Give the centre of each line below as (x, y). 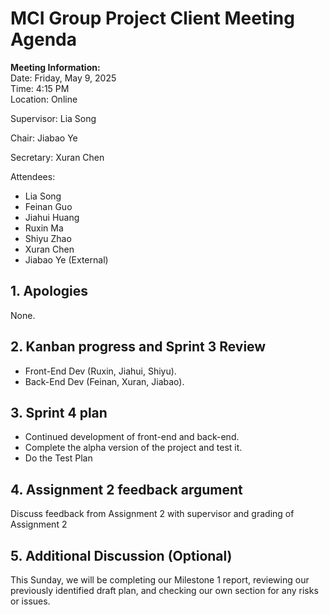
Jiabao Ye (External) (66, 259)
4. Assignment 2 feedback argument (126, 489)
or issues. (30, 601)
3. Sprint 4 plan (59, 412)
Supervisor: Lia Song (53, 118)
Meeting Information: (55, 67)
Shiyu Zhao (48, 238)
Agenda (43, 39)
